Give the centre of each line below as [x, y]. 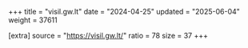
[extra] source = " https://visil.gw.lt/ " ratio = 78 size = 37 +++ [108, 36]
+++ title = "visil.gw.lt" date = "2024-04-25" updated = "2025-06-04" [124, 12]
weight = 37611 [33, 20]
